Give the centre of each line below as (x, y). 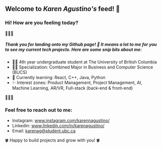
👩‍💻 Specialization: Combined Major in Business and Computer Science (82, 67)
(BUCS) (20, 72)
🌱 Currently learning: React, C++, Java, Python (59, 77)
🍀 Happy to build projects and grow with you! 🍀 (52, 140)
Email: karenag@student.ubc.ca (44, 131)
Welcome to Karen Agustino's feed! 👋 (63, 9)
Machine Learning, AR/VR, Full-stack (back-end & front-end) (72, 88)
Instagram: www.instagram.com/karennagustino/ (61, 120)
